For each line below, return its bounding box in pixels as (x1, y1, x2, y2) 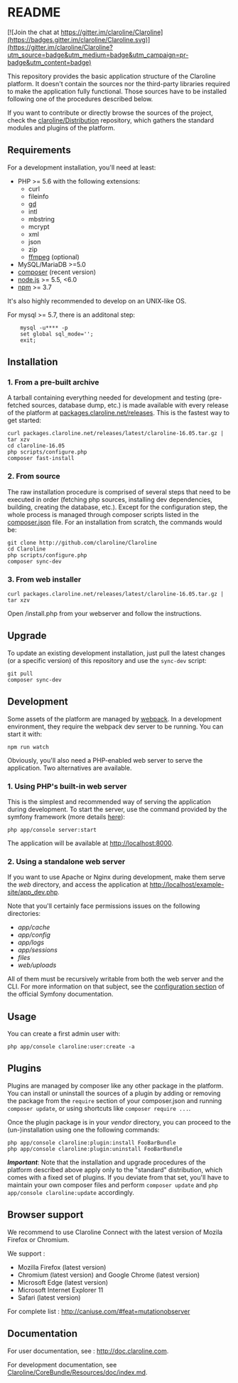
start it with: (7, 729, 43, 738)
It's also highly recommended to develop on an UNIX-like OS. (7, 296, 187, 305)
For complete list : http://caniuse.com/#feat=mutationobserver (7, 1307, 190, 1315)
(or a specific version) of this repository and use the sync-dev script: (7, 656, 207, 664)
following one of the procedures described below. (7, 94, 153, 103)
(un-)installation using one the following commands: (7, 1125, 160, 1134)
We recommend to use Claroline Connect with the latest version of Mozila (7, 1228, 223, 1236)
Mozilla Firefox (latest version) (17, 1263, 107, 1271)
